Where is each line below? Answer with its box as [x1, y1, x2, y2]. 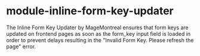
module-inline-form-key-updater [6, 4, 174, 18]
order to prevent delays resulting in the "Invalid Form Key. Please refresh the [6, 36, 194, 43]
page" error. [6, 43, 36, 50]
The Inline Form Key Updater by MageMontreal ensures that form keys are [6, 24, 189, 31]
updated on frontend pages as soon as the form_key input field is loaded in [6, 30, 191, 37]
